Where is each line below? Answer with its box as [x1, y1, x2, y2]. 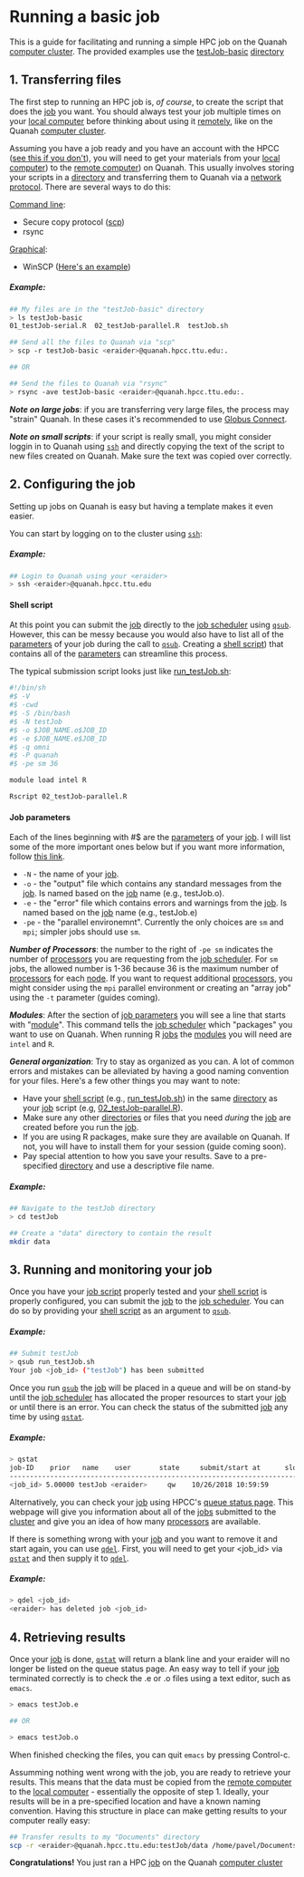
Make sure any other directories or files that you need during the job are [22, 1112, 291, 1123]
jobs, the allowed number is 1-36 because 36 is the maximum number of [9, 963, 279, 974]
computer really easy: [9, 1814, 90, 1825]
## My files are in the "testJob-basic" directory [9, 305, 204, 314]
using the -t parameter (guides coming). [9, 992, 161, 1003]
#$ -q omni [9, 742, 51, 751]
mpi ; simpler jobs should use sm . [22, 926, 141, 937]
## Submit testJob [9, 1349, 79, 1359]
